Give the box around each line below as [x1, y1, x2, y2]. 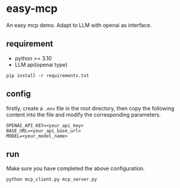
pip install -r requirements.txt [6, 72, 89, 79]
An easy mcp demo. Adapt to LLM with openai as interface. [6, 21, 152, 29]
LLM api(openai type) [14, 61, 67, 68]
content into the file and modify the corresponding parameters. [6, 111, 161, 118]
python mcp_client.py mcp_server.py [6, 177, 97, 183]
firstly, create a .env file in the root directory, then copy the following [6, 104, 175, 112]
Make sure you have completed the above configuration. [6, 165, 145, 172]
